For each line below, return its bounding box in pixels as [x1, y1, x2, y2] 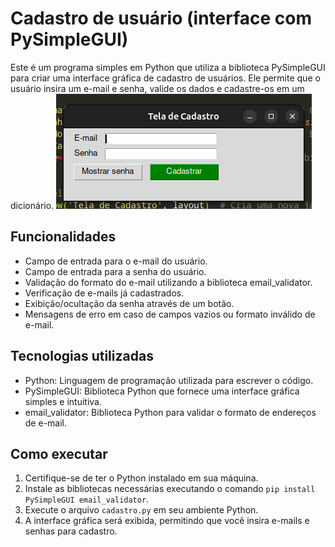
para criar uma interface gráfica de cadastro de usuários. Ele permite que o [10, 72, 321, 84]
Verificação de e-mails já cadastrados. [24, 287, 185, 299]
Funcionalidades [10, 228, 117, 246]
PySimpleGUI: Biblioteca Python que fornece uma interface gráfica [24, 385, 300, 397]
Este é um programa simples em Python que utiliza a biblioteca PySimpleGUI [10, 61, 326, 73]
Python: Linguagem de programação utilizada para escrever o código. [24, 374, 314, 386]
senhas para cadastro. [24, 525, 118, 537]
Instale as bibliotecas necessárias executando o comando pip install [24, 483, 316, 495]
